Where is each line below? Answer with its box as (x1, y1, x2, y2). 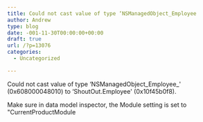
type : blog (7, 23, 39, 30)
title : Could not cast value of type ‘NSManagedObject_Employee (7, 10, 197, 17)
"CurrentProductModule (7, 108, 76, 116)
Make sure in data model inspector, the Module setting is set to (7, 101, 187, 109)
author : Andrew (7, 17, 51, 23)
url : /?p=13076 (7, 42, 51, 49)
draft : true (7, 36, 42, 43)
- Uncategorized (13, 55, 60, 62)
